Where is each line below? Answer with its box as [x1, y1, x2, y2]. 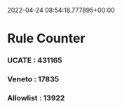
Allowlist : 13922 [7, 93, 65, 102]
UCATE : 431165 [7, 55, 62, 65]
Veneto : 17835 [7, 74, 60, 84]
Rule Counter [7, 31, 86, 46]
